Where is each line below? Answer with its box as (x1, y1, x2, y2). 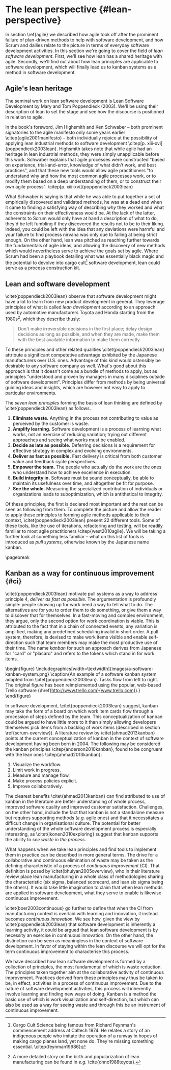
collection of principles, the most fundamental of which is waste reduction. (5, 964, 162, 970)
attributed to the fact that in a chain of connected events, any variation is (5, 623, 158, 629)
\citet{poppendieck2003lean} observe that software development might (5, 293, 157, 299)
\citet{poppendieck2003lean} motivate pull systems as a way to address (5, 590, 158, 597)
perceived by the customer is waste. (12, 420, 89, 426)
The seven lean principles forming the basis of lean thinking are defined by (5, 399, 162, 406)
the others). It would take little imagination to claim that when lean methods (5, 884, 163, 890)
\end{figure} (5, 693, 32, 699)
